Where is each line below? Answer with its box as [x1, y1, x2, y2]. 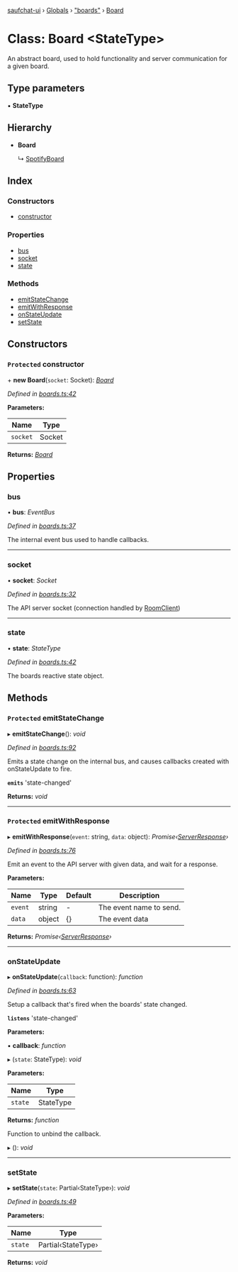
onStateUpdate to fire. [7, 764, 72, 773]
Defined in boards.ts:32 [7, 590, 76, 598]
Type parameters [7, 82, 85, 94]
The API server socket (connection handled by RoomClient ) [7, 603, 181, 612]
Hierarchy [7, 122, 52, 134]
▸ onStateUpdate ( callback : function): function [7, 973, 143, 981]
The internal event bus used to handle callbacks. [7, 536, 149, 544]
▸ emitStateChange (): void [7, 729, 86, 738]
